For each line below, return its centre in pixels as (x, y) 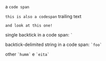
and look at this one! (29, 25)
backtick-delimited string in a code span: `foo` (54, 44)
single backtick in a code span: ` (39, 35)
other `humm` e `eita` (27, 54)
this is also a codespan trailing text (43, 16)
